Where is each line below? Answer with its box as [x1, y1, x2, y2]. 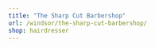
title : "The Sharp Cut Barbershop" [8, 11, 126, 20]
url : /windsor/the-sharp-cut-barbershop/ [8, 19, 148, 27]
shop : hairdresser [8, 26, 69, 34]
